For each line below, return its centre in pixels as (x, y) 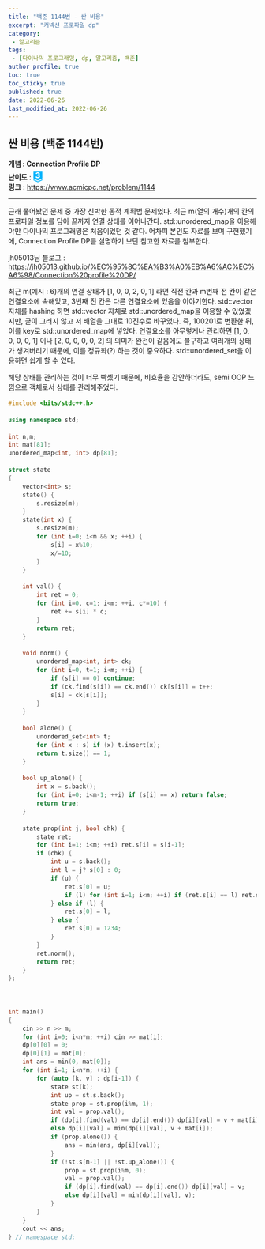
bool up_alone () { (52, 779)
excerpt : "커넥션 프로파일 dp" (54, 25)
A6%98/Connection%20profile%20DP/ (72, 275)
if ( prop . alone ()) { (84, 1137)
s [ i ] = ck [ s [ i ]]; (79, 695)
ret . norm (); (56, 953)
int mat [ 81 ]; (30, 445)
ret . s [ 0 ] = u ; (88, 887)
